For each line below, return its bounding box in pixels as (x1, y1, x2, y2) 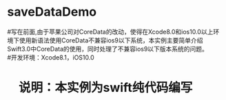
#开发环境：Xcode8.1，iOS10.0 (7, 53, 94, 62)
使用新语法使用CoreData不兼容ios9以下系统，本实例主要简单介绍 (19, 36, 203, 45)
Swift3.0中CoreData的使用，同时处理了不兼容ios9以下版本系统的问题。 (7, 45, 209, 53)
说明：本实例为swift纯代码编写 (18, 80, 193, 96)
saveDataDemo (7, 4, 97, 20)
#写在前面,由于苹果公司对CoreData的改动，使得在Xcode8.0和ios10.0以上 (7, 27, 214, 36)
